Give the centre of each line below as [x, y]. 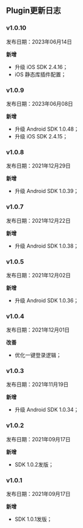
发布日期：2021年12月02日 [39, 275]
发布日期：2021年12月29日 [39, 166]
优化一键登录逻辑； [38, 355]
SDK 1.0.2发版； [34, 464]
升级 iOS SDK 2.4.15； [41, 136]
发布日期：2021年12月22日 [38, 220]
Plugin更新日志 [34, 11]
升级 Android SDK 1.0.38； [47, 246]
